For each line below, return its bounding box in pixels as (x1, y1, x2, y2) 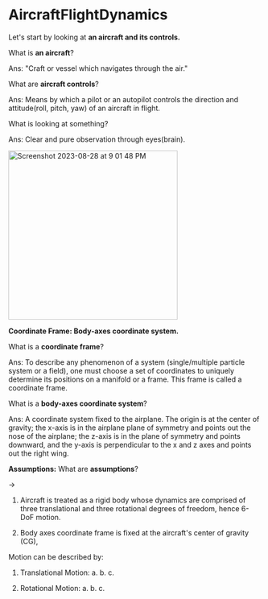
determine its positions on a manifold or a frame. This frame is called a (8, 374, 242, 384)
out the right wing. (8, 448, 70, 458)
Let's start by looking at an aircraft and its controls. (8, 32, 181, 42)
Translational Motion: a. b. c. (19, 568, 114, 577)
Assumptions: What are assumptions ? (8, 464, 138, 473)
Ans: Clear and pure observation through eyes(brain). (8, 134, 186, 144)
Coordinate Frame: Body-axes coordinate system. (8, 326, 179, 336)
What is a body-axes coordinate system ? (8, 399, 147, 408)
